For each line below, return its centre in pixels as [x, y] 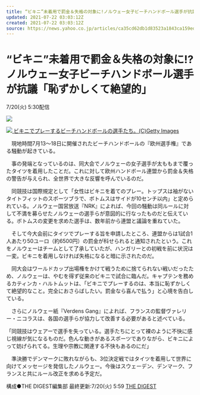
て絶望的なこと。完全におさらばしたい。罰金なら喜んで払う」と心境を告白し [100, 291]
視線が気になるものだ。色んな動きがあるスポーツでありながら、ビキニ [97, 339]
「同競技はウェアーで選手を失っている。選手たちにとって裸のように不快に [97, 331]
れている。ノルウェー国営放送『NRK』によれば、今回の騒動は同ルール [92, 206]
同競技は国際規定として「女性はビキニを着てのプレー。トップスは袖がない [102, 191]
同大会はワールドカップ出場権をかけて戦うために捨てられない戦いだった [100, 269]
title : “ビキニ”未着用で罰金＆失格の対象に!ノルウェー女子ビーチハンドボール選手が [97, 12]
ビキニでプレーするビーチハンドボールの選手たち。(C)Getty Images [96, 131]
